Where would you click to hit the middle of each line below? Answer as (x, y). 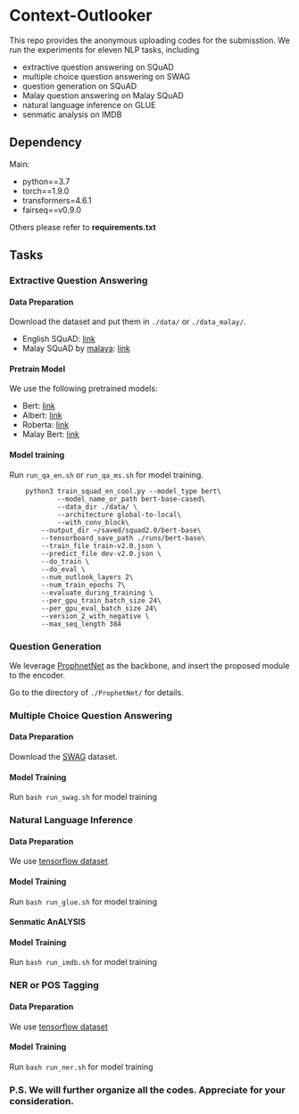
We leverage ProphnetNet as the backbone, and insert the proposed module (149, 665)
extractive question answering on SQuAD (98, 67)
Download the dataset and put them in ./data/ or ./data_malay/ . (128, 321)
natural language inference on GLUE (89, 104)
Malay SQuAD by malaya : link (76, 348)
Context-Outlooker (81, 16)
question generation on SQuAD (79, 86)
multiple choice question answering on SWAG (106, 76)
